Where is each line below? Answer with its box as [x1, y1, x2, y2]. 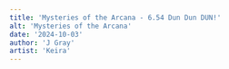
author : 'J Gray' [9, 38, 75, 47]
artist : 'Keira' [9, 47, 71, 56]
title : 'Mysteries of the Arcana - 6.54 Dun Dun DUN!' [9, 13, 222, 22]
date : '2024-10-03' [9, 30, 84, 39]
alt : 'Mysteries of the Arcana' [9, 22, 132, 30]
